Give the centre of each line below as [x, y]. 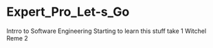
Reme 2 [17, 38]
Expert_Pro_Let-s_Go [68, 12]
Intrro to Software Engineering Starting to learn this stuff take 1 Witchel [106, 31]
